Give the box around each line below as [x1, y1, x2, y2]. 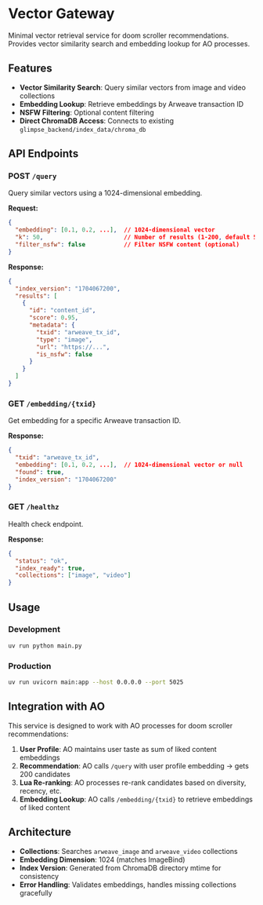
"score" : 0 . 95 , [28, 314, 79, 322]
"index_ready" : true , [15, 564, 86, 572]
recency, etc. [19, 786, 63, 795]
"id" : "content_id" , [28, 307, 96, 315]
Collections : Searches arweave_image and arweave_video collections [19, 846, 238, 856]
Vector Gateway [8, 5, 115, 23]
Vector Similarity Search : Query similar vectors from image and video [19, 82, 247, 92]
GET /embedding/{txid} [8, 398, 96, 409]
